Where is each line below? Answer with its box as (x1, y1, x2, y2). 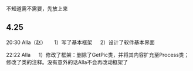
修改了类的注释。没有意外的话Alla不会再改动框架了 (6, 58, 128, 66)
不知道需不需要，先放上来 (6, 5, 68, 12)
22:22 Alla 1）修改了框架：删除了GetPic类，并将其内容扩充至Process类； (6, 51, 189, 58)
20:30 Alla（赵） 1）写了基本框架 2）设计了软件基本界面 (6, 39, 155, 46)
